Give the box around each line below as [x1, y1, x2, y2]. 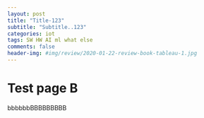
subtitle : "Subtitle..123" [7, 23, 87, 30]
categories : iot [7, 30, 55, 37]
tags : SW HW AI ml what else [7, 37, 93, 44]
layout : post [7, 10, 46, 18]
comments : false [7, 43, 55, 50]
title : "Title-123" [7, 17, 65, 24]
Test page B [7, 81, 78, 96]
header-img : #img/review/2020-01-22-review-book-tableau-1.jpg [7, 50, 198, 57]
